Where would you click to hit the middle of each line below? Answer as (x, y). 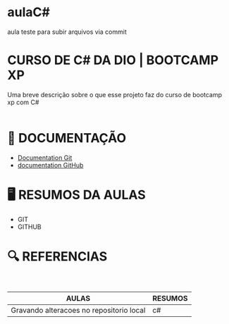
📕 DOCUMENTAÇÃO (67, 138)
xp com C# (23, 102)
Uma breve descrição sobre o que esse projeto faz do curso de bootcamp (115, 94)
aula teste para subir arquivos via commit (67, 32)
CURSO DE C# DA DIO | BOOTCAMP (113, 60)
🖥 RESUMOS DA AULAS (76, 195)
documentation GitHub (50, 165)
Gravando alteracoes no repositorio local (78, 310)
